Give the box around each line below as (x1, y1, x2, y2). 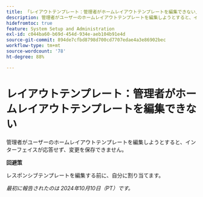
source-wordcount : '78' (6, 48, 66, 54)
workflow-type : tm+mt (6, 43, 61, 49)
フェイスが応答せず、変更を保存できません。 (16, 146, 127, 153)
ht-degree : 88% (6, 54, 45, 60)
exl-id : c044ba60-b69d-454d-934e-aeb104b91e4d (6, 31, 126, 37)
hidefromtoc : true (6, 20, 53, 26)
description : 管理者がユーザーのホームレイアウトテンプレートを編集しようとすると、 (6, 15, 194, 21)
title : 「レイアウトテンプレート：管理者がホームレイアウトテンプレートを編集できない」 (6, 8, 201, 15)
